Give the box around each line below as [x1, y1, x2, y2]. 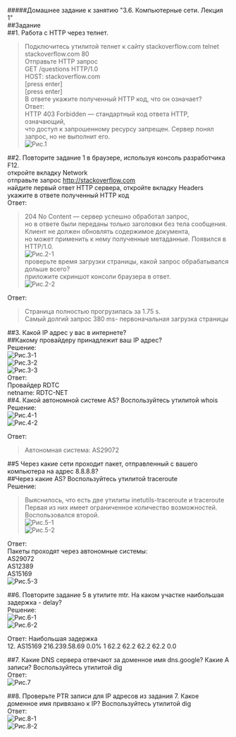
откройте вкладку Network [7, 169, 88, 177]
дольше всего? [24, 265, 70, 273]
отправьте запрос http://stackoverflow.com [7, 176, 136, 184]
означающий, [24, 117, 66, 126]
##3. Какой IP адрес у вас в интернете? [7, 329, 127, 336]
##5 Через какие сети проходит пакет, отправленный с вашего [7, 459, 198, 468]
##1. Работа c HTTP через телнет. [7, 28, 108, 37]
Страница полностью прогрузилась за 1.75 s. [24, 307, 161, 315]
